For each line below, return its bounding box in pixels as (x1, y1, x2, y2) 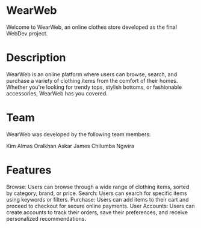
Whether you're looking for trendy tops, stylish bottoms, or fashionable (6, 83, 182, 91)
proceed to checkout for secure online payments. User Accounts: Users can (6, 202, 195, 209)
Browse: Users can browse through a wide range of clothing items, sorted (6, 183, 190, 190)
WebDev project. (6, 29, 48, 37)
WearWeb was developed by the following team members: (6, 130, 151, 138)
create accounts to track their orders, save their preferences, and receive (6, 208, 188, 216)
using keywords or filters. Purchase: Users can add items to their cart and (6, 196, 189, 203)
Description (6, 51, 66, 65)
